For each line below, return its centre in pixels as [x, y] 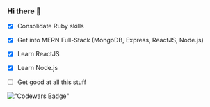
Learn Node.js [38, 68]
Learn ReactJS [39, 54]
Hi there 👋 [24, 11]
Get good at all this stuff [52, 82]
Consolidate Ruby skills [51, 26]
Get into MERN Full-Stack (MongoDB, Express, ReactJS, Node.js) [110, 40]
